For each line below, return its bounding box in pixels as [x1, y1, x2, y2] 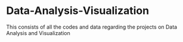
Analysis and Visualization [6, 29, 70, 36]
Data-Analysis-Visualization [6, 4, 150, 17]
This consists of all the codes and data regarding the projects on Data [6, 23, 178, 30]
